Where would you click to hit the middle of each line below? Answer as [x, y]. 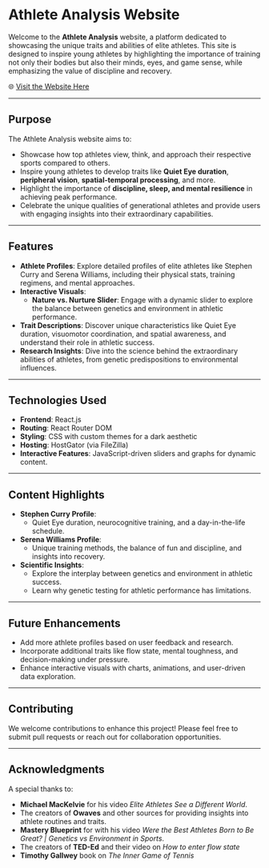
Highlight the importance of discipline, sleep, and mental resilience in [136, 188]
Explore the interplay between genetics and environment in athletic [142, 574]
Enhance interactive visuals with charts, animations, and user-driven [132, 668]
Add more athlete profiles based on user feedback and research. [126, 642]
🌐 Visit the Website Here [49, 86]
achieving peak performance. [68, 197]
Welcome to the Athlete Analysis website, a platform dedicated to [117, 37]
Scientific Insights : [52, 565]
